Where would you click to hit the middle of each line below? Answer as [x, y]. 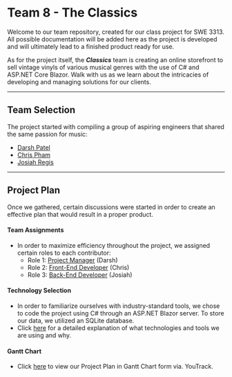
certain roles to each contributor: [64, 253]
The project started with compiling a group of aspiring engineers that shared [116, 126]
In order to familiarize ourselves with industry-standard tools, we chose [118, 306]
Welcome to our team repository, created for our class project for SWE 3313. [116, 32]
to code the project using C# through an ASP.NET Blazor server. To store [120, 313]
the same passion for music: [47, 134]
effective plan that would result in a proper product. [80, 214]
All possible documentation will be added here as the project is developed [112, 39]
